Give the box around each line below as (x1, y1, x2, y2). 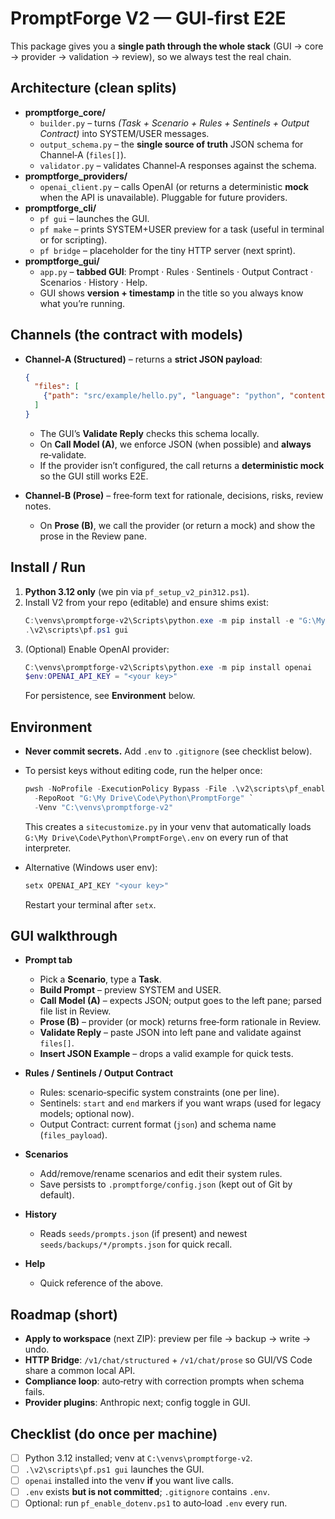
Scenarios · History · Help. (39, 276, 148, 288)
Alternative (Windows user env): (24, 861, 158, 873)
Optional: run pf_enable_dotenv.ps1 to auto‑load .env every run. (24, 1497, 288, 1509)
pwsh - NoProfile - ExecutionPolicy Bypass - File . (24, 784, 237, 794)
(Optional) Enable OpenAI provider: (24, 643, 170, 655)
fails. (24, 1386, 45, 1398)
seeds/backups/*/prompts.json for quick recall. (39, 1238, 233, 1251)
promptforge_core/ (24, 106, 106, 118)
